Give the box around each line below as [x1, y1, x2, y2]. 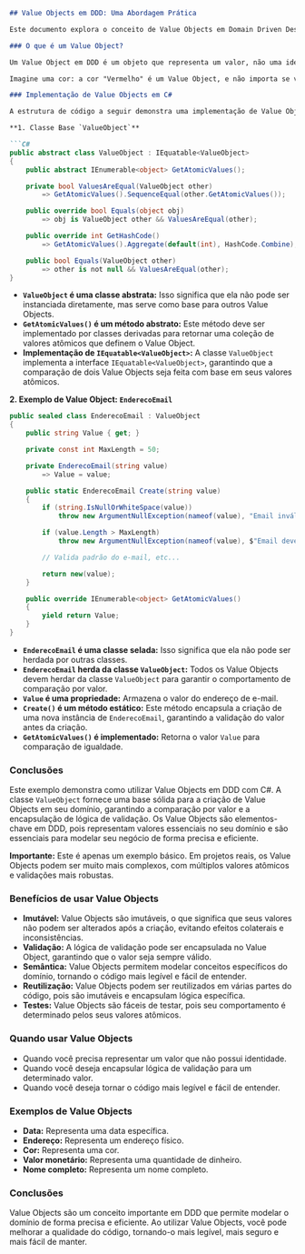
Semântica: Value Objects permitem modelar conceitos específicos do [22, 961, 288, 972]
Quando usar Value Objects [9, 1032, 133, 1045]
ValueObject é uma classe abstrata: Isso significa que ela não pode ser [22, 289, 290, 300]
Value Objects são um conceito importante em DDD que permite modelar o [9, 1208, 289, 1219]
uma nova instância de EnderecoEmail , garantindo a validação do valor [22, 712, 285, 723]
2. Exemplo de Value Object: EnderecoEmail [9, 394, 172, 405]
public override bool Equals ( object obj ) [25, 206, 184, 216]
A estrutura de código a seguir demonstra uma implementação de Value [9, 107, 282, 116]
